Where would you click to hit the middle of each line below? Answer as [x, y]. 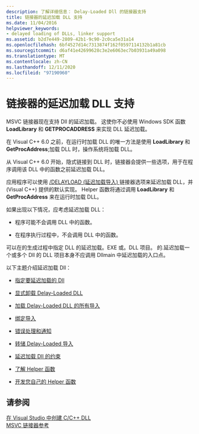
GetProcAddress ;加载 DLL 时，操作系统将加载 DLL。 [71, 149]
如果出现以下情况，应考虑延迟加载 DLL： [56, 210]
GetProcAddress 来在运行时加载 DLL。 [54, 197]
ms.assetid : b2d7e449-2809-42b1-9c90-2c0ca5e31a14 [70, 39]
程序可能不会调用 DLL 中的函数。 [55, 222]
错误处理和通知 [33, 331]
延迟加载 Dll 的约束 [38, 356]
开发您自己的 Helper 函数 [45, 382]
